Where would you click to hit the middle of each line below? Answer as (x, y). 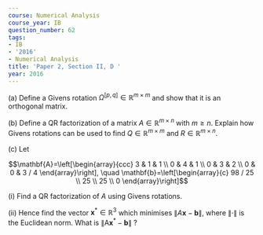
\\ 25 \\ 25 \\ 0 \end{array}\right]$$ (132, 181)
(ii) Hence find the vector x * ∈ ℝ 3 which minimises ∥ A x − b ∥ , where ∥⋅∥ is (126, 211)
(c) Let (19, 149)
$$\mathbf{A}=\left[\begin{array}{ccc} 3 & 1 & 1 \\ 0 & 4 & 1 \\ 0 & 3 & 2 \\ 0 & (132, 164)
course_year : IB (35, 23)
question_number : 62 (42, 30)
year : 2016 (26, 74)
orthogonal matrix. (38, 106)
